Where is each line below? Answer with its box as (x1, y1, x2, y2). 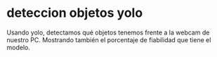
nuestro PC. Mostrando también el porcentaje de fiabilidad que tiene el (6, 35, 211, 44)
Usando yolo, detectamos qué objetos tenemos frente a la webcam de (6, 28, 210, 37)
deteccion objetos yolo (6, 5, 143, 21)
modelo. (6, 43, 31, 51)
